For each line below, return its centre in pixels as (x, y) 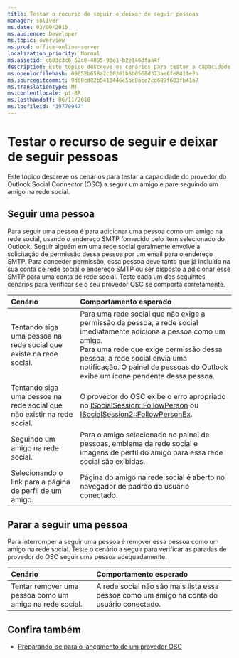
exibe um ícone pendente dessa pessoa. (147, 376)
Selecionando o (37, 472)
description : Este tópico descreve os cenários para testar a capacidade (119, 67)
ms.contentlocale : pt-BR (44, 93)
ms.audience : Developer (43, 34)
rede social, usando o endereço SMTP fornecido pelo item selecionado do (116, 238)
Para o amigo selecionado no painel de (145, 435)
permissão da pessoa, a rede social (139, 322)
